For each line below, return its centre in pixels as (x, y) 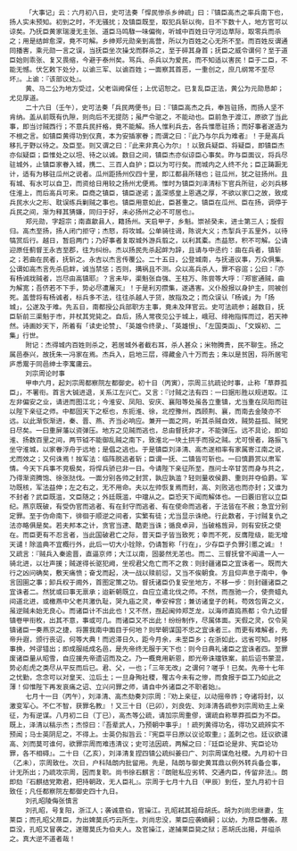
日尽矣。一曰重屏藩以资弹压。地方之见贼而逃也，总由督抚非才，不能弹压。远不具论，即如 (148, 431)
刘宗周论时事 (45, 374)
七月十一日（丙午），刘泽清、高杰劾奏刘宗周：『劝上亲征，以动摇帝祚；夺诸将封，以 (155, 696)
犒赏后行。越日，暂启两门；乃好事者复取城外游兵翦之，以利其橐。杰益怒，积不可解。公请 (148, 240)
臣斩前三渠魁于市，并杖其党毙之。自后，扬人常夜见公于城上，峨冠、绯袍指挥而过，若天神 (148, 316)
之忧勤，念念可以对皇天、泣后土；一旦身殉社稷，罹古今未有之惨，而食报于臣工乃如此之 (145, 678)
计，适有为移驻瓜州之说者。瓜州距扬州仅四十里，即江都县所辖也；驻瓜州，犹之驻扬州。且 (148, 174)
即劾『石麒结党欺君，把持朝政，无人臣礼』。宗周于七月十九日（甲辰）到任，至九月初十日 (147, 782)
